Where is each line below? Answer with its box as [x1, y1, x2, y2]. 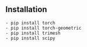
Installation [5, 5, 47, 15]
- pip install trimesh [5, 30, 61, 36]
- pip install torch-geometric [5, 25, 82, 31]
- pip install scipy [5, 35, 56, 41]
